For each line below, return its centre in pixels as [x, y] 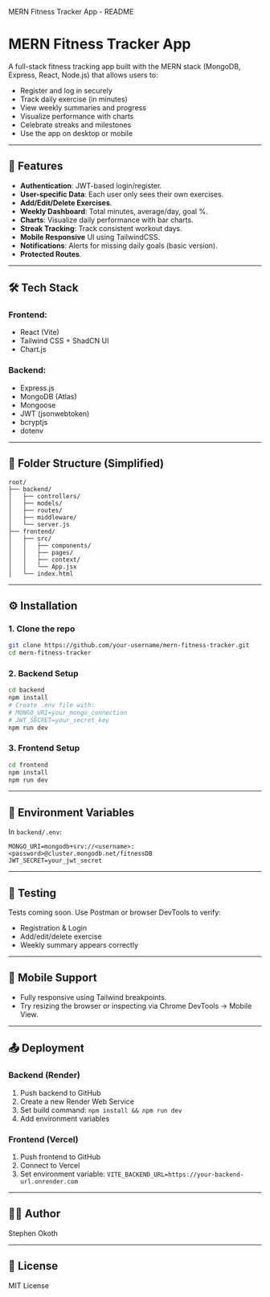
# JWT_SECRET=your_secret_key [59, 720]
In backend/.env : [35, 832]
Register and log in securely [66, 90]
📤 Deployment [46, 1049]
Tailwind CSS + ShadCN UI [64, 341]
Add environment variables [65, 1118]
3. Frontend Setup [44, 748]
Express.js [37, 388]
